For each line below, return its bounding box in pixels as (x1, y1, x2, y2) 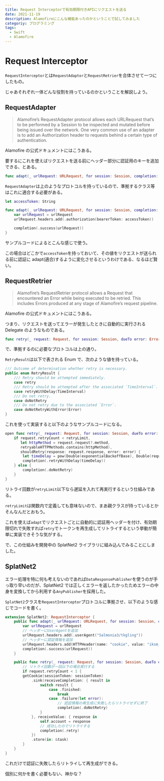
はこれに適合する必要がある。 (5, 189, 65, 195)
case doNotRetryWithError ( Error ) (14, 407, 82, 412)
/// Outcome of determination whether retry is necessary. (5, 366, 128, 371)
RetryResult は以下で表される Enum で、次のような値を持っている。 (5, 356, 141, 362)
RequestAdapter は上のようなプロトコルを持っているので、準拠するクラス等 (5, 183, 155, 189)
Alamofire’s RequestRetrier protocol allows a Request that (17, 290, 133, 296)
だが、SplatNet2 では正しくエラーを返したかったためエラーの (30, 582, 155, 588)
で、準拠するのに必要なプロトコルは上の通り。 (5, 346, 99, 352)
